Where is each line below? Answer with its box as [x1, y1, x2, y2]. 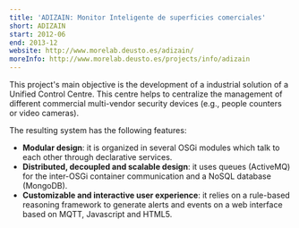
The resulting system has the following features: [9, 125, 187, 135]
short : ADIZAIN [9, 21, 66, 30]
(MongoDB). [21, 181, 68, 190]
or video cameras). [9, 108, 80, 118]
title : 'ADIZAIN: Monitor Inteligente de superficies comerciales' [9, 13, 267, 22]
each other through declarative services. [21, 152, 173, 162]
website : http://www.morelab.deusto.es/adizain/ [9, 46, 194, 55]
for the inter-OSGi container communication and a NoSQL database [21, 171, 271, 182]
